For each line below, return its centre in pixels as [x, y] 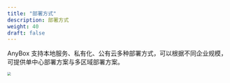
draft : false [26, 33]
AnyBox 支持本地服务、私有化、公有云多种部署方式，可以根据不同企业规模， [117, 53]
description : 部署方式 [38, 20]
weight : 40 [23, 26]
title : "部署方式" [32, 13]
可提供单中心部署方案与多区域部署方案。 [65, 62]
